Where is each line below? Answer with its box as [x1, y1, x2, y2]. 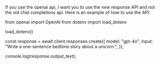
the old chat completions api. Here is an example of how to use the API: [5, 9, 151, 15]
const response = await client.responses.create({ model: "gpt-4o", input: [5, 38, 153, 44]
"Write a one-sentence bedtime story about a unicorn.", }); [5, 44, 124, 49]
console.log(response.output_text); [5, 53, 77, 59]
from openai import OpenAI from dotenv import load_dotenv [5, 19, 127, 25]
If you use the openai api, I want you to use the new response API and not [5, 4, 155, 10]
